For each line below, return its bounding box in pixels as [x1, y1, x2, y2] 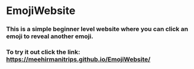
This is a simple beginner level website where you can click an [6, 25, 188, 33]
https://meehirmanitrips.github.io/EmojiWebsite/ [6, 56, 151, 64]
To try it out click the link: [6, 48, 80, 56]
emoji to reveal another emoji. [6, 32, 93, 40]
